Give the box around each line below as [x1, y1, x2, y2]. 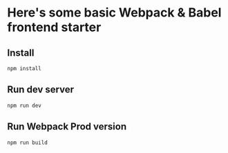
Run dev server [7, 84, 75, 96]
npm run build [7, 139, 48, 146]
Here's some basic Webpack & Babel [7, 5, 222, 21]
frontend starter [7, 19, 102, 35]
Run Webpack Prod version [7, 121, 126, 132]
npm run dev [7, 102, 41, 109]
